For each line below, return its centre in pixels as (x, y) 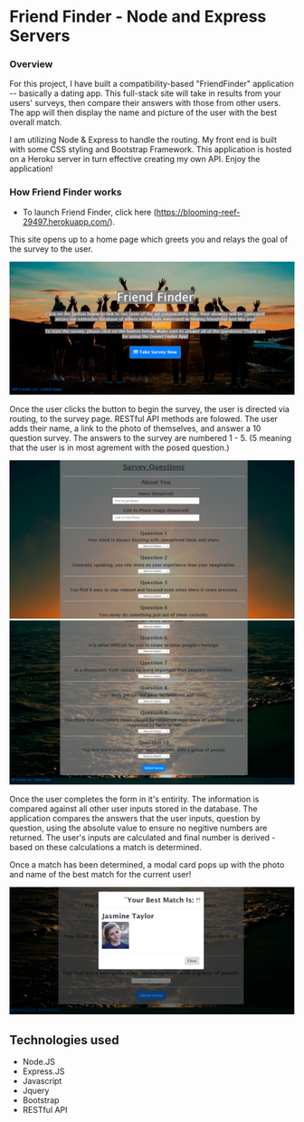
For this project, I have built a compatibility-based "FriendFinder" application (152, 84)
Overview (31, 64)
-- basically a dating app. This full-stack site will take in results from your (146, 93)
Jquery (36, 1091)
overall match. (36, 122)
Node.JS (39, 1062)
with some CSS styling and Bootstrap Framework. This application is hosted (151, 149)
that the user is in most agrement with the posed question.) (119, 448)
